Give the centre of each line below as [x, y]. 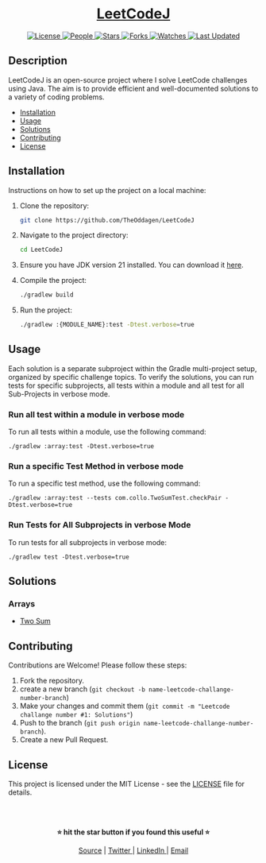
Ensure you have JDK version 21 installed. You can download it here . [131, 265]
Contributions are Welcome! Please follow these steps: [98, 665]
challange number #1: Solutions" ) [76, 714]
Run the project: [46, 310]
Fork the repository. [52, 681]
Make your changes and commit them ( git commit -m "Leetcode [125, 706]
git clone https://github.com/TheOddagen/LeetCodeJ [107, 220]
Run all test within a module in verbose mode [96, 414]
